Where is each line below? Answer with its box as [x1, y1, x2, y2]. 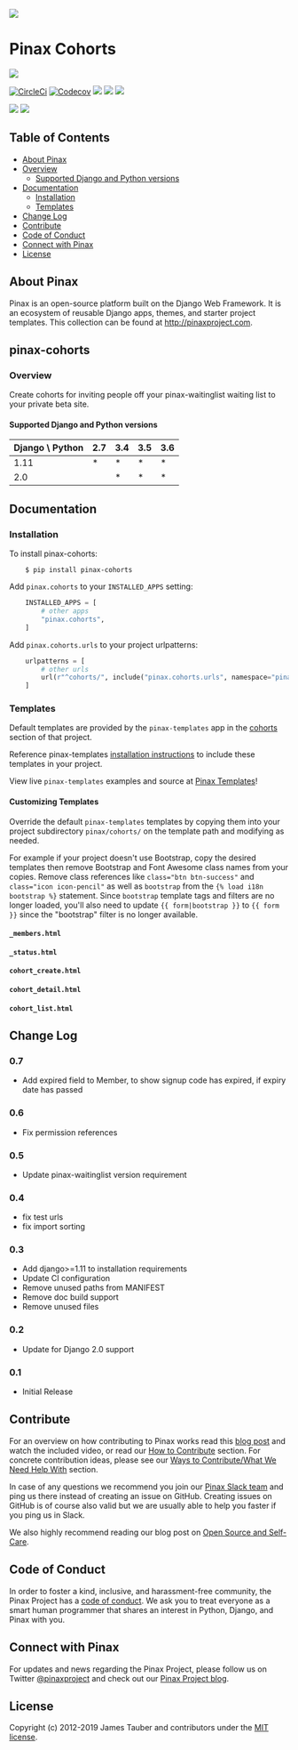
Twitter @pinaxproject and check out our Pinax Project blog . [9, 1673, 230, 1683]
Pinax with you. [9, 1614, 65, 1625]
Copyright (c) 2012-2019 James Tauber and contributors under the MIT [9, 1722, 269, 1733]
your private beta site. [9, 399, 90, 409]
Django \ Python [13, 441, 84, 454]
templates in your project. [9, 759, 103, 770]
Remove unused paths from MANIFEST [21, 1282, 166, 1294]
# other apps [41, 607, 90, 616]
